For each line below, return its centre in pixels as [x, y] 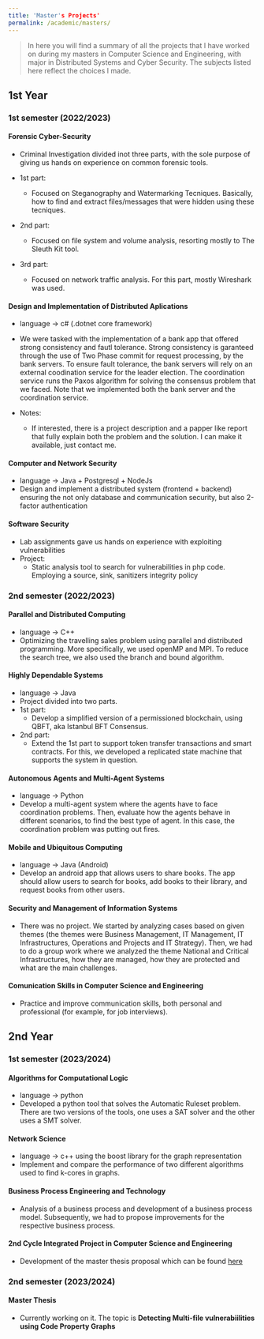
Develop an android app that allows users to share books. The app [127, 873]
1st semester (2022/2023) [59, 118]
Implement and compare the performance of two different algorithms [132, 1164]
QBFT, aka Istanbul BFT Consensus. [89, 726]
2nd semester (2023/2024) [62, 1281]
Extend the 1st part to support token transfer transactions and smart [141, 743]
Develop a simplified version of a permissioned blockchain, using [137, 718]
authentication [64, 506]
